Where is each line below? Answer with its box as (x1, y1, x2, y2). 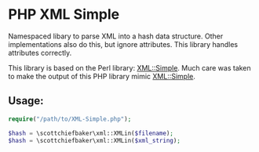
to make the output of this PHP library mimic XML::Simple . (8, 71, 196, 81)
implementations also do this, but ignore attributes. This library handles (8, 39, 238, 49)
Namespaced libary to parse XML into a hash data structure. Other (8, 31, 224, 41)
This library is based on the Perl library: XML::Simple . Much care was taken (8, 63, 251, 72)
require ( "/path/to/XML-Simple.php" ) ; (8, 115, 132, 123)
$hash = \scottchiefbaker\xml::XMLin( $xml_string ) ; (8, 136, 181, 144)
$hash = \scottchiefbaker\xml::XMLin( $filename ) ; (8, 129, 174, 137)
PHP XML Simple (8, 5, 120, 24)
